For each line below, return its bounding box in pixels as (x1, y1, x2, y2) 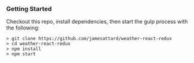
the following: (6, 24, 40, 31)
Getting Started (6, 5, 52, 13)
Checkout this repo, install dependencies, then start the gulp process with (6, 18, 188, 25)
